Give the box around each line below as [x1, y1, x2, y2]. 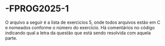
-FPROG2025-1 [5, 3, 69, 14]
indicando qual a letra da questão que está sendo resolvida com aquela [5, 30, 151, 36]
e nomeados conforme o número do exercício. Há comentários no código [5, 24, 155, 30]
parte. [5, 35, 17, 41]
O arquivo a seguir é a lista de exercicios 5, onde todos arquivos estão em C [5, 19, 161, 25]
